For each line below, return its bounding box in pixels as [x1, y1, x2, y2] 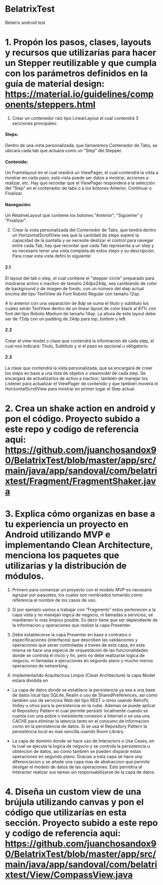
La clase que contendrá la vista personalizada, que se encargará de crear [5, 365, 153, 371]
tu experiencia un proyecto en [5, 519, 129, 530]
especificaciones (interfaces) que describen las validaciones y [12, 637, 138, 643]
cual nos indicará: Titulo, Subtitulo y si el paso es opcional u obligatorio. [5, 343, 149, 349]
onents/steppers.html [5, 99, 96, 110]
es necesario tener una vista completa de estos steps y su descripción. [12, 248, 155, 254]
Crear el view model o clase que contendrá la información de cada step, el [5, 338, 154, 344]
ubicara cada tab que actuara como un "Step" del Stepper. [5, 148, 123, 153]
